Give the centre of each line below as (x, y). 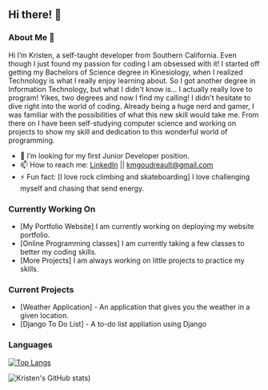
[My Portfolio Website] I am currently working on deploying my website (137, 226)
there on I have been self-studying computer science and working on (122, 123)
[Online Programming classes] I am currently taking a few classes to (132, 243)
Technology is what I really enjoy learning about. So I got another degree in (132, 80)
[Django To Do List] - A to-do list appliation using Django (113, 324)
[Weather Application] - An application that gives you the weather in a (135, 307)
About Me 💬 (32, 38)
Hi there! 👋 (35, 15)
